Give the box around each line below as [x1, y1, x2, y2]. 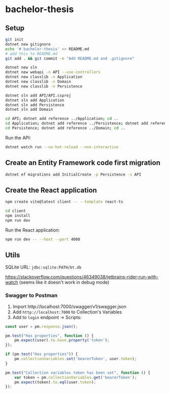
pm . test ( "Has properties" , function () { [5, 333, 94, 338]
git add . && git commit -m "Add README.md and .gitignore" [5, 56, 135, 61]
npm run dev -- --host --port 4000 [5, 237, 80, 242]
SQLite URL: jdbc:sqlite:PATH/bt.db [5, 264, 82, 270]
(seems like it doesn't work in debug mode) [19, 279, 110, 285]
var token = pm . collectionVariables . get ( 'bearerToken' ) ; [14, 375, 137, 380]
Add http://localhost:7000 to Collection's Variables [12, 309, 122, 315]
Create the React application [5, 186, 97, 194]
